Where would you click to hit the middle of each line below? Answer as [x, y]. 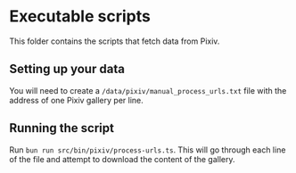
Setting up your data [67, 69]
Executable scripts [80, 16]
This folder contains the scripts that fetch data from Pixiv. [115, 41]
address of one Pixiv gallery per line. [77, 100]
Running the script [62, 128]
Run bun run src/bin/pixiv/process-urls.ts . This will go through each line [148, 150]
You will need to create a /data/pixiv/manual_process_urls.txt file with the [148, 90]
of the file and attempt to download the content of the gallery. [122, 159]
